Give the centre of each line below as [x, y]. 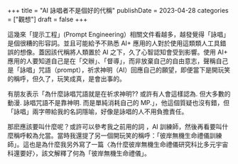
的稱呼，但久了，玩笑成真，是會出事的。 [66, 79]
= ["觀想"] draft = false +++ [48, 19]
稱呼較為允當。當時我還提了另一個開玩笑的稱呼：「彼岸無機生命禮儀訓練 [118, 136]
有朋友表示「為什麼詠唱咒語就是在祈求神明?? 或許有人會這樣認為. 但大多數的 [119, 94]
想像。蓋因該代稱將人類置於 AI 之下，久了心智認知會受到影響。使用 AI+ [124, 52]
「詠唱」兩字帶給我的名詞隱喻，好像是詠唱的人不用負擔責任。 [98, 111]
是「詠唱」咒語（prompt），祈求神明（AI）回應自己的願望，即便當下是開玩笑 [119, 70]
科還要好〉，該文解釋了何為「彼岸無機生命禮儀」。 [79, 153]
